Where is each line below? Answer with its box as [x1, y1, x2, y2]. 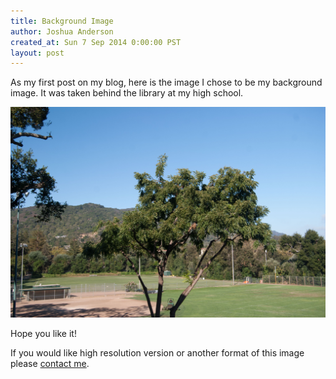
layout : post [10, 48, 65, 58]
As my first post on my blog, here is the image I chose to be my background [10, 76, 323, 89]
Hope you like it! [10, 328, 77, 340]
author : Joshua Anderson [10, 26, 114, 37]
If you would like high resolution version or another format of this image [10, 347, 305, 359]
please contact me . [10, 358, 90, 370]
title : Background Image [10, 16, 114, 26]
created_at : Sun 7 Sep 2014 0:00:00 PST [10, 37, 182, 47]
